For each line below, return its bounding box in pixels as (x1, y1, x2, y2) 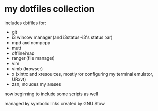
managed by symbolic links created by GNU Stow (4, 100, 105, 106)
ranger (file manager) (11, 55, 55, 61)
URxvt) (11, 76, 26, 82)
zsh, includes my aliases (11, 81, 61, 87)
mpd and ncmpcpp (11, 39, 51, 45)
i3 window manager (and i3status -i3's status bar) (11, 34, 113, 40)
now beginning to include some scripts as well (4, 91, 99, 97)
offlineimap (11, 50, 35, 56)
